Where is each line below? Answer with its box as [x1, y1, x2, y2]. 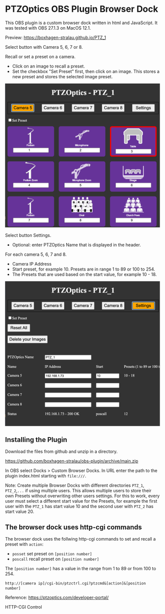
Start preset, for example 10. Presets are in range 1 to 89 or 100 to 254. [12, 266, 156, 272]
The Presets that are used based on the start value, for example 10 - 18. [12, 272, 157, 277]
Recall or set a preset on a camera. [5, 53, 76, 60]
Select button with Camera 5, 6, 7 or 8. [5, 44, 83, 50]
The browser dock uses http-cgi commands [5, 523, 142, 531]
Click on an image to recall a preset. [12, 63, 85, 69]
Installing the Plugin [5, 435, 67, 444]
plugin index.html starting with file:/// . [5, 473, 86, 479]
